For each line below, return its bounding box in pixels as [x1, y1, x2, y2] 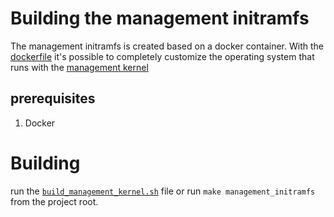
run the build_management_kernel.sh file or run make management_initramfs [10, 185, 316, 197]
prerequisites [10, 90, 96, 107]
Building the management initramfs [10, 7, 310, 30]
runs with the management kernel [10, 61, 149, 73]
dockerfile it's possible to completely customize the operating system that [10, 50, 315, 62]
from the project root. [10, 195, 99, 207]
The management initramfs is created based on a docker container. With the [10, 40, 324, 52]
